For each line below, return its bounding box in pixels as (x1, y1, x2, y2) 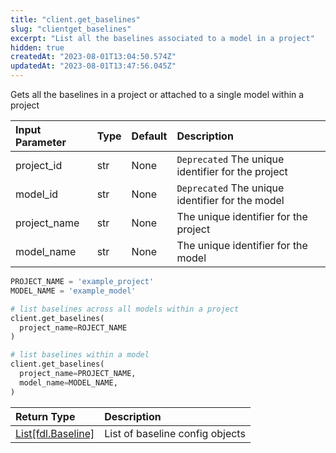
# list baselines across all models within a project (10, 304, 240, 314)
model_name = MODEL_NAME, (19, 377, 118, 388)
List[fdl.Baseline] (15, 426, 95, 440)
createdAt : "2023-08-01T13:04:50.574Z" (10, 52, 177, 62)
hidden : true (10, 42, 65, 53)
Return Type (15, 409, 76, 423)
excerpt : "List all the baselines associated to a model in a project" (10, 33, 315, 43)
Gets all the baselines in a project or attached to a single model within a (10, 89, 305, 100)
